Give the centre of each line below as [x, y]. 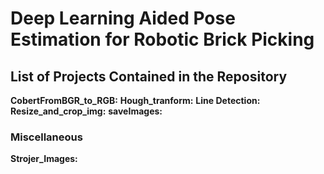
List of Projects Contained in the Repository [149, 76]
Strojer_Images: [44, 159]
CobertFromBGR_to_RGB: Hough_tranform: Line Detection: [135, 100]
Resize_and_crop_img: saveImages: [86, 111]
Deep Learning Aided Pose [123, 18]
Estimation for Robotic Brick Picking [162, 39]
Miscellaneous [46, 137]
